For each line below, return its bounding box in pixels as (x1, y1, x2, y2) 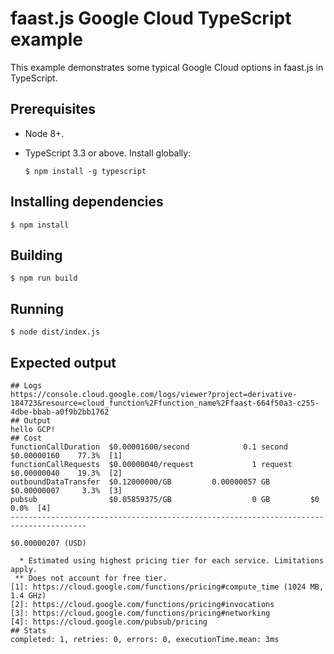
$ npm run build (10, 273, 78, 284)
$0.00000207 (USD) (10, 538, 87, 548)
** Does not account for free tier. (14, 573, 168, 583)
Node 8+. (24, 127, 65, 139)
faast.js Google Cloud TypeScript (10, 7, 292, 30)
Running (10, 300, 65, 317)
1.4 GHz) (10, 591, 47, 601)
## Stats (10, 626, 47, 636)
